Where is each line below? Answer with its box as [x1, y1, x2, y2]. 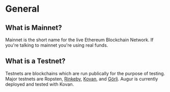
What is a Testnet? [5, 57, 66, 66]
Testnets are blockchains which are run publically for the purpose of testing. [5, 70, 165, 76]
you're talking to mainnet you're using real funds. [5, 42, 108, 48]
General [5, 3, 40, 15]
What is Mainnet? [5, 23, 62, 32]
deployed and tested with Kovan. [5, 81, 74, 87]
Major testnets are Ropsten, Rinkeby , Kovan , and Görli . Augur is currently [5, 76, 158, 82]
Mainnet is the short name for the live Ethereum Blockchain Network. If [5, 37, 154, 43]
